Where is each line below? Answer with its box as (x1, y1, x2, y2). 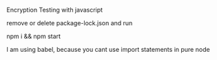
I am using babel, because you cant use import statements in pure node (6, 46, 211, 53)
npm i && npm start (6, 32, 61, 40)
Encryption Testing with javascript (6, 6, 103, 14)
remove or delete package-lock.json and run (6, 19, 133, 27)
